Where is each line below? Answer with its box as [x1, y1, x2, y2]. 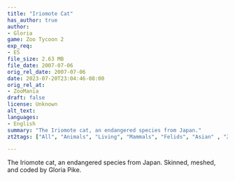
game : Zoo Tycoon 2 [7, 36, 64, 43]
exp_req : [7, 42, 33, 49]
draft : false [7, 95, 45, 102]
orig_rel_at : [7, 81, 45, 88]
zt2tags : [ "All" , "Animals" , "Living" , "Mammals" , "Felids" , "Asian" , [7, 133, 221, 140]
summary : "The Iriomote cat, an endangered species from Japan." [7, 127, 201, 134]
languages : [7, 113, 39, 120]
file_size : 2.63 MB [7, 56, 64, 63]
